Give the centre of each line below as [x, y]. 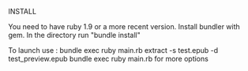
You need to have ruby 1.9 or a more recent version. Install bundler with [124, 26]
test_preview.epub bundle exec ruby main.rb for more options [109, 59]
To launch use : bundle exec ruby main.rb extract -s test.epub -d [113, 50]
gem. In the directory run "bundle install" [74, 35]
